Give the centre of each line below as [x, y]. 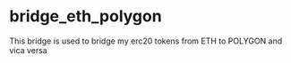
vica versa [28, 50]
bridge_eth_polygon [86, 16]
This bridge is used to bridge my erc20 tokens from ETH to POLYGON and [146, 41]
